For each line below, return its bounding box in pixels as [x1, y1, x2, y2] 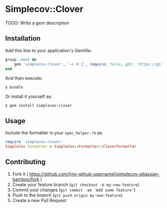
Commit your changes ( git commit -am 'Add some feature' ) [12, 187, 136, 193]
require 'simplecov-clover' [5, 139, 64, 144]
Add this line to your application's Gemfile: [5, 47, 92, 53]
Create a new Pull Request [12, 197, 67, 203]
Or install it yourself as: [5, 93, 52, 100]
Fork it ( [12, 171, 29, 177]
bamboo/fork [12, 176, 40, 182]
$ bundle [5, 85, 23, 90]
